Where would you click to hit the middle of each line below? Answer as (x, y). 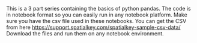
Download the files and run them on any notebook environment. (85, 34)
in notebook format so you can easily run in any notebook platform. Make (97, 15)
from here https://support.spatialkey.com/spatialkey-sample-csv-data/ (94, 27)
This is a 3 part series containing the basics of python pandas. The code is (98, 9)
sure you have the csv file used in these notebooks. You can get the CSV (96, 21)
